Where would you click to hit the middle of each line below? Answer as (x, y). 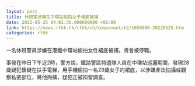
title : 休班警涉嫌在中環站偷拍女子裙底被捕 (52, 17)
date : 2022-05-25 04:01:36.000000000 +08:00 (61, 22)
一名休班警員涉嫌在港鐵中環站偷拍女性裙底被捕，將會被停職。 (80, 51)
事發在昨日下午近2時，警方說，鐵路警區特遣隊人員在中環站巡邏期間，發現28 (98, 63)
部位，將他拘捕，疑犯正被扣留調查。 (65, 77)
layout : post (22, 11)
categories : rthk (27, 33)
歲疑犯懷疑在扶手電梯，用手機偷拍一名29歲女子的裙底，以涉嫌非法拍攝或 (94, 70)
